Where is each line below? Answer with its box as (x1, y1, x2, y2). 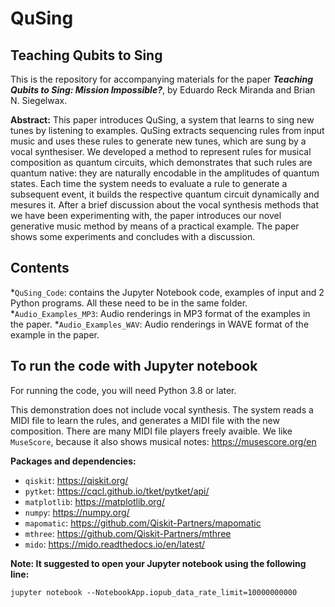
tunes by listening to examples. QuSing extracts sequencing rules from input (10, 125, 325, 136)
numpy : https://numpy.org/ (24, 506, 130, 518)
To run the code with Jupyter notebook (10, 358, 258, 375)
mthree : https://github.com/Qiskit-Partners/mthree (24, 527, 232, 539)
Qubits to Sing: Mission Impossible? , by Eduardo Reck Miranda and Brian (10, 84, 316, 96)
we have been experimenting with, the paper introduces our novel (10, 210, 282, 221)
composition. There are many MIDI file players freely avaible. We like (10, 425, 293, 437)
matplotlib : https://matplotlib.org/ (24, 495, 165, 507)
